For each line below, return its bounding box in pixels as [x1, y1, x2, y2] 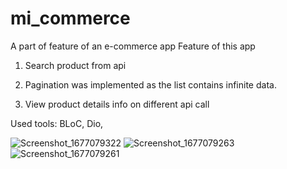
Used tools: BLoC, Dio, [10, 117, 104, 129]
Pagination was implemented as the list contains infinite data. [24, 78, 277, 91]
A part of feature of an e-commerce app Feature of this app [10, 40, 256, 52]
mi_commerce [10, 7, 131, 30]
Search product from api [24, 59, 127, 71]
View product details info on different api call [24, 98, 210, 110]
